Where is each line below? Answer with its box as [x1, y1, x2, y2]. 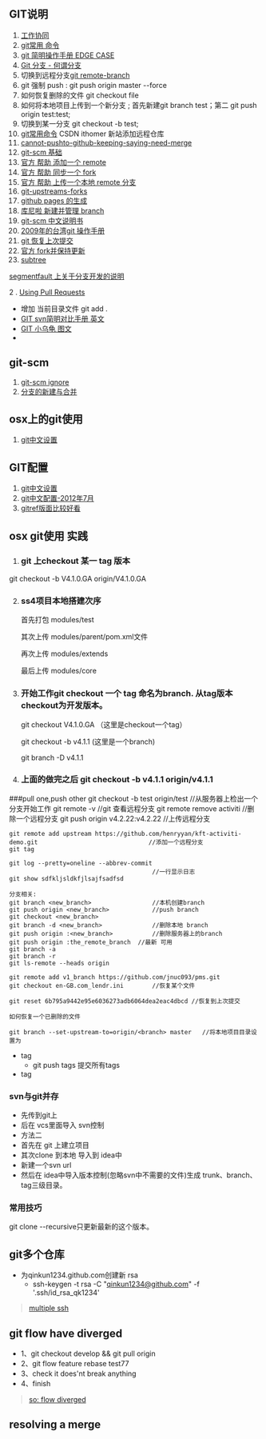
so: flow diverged [28, 1395, 86, 1405]
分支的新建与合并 [20, 386, 77, 396]
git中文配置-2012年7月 [20, 494, 94, 503]
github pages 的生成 [20, 195, 88, 206]
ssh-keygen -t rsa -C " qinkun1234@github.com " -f [32, 1279, 200, 1289]
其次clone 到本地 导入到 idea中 [20, 1150, 122, 1160]
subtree [20, 254, 46, 264]
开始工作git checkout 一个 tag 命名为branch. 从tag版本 [20, 688, 233, 699]
